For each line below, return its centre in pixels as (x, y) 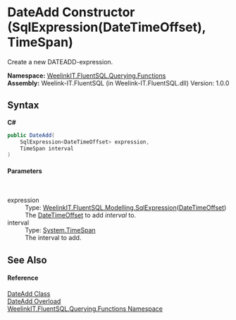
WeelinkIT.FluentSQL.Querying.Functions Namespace (85, 309)
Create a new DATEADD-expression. (60, 61)
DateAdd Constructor (71, 12)
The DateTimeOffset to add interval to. (80, 215)
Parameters (25, 171)
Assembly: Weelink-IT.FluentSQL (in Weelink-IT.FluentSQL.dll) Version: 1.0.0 (118, 83)
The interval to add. (53, 238)
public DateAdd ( (31, 135)
